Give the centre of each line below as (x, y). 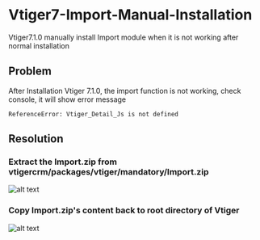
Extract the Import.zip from (63, 162)
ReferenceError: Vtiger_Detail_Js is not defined (94, 114)
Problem (30, 72)
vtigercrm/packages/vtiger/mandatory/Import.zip (109, 172)
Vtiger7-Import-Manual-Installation (130, 15)
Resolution (36, 139)
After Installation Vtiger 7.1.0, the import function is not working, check (125, 91)
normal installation (39, 45)
